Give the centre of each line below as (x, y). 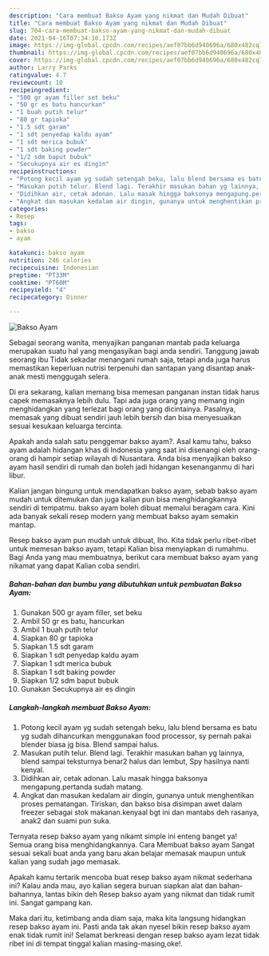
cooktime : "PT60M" (40, 283)
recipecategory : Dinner (49, 298)
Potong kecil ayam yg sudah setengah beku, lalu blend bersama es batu (139, 727)
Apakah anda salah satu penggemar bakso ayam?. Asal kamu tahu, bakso (130, 441)
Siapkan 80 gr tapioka (57, 638)
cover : (20, 61)
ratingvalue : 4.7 (38, 75)
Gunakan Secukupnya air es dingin (78, 688)
